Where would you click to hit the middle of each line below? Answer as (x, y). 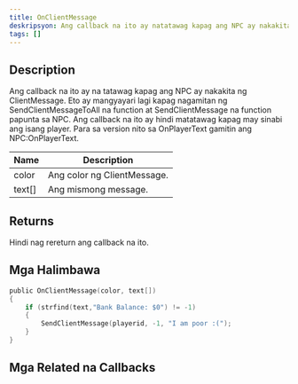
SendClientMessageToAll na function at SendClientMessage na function (141, 110)
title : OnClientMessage (53, 17)
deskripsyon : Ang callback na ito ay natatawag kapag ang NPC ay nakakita (150, 26)
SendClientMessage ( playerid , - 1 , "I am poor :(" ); (137, 324)
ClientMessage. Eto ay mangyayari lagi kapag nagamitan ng (118, 101)
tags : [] (25, 34)
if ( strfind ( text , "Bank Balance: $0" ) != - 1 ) (111, 307)
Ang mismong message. (98, 190)
